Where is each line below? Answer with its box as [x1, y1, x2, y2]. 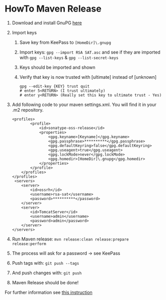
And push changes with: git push [12, 270, 82, 276]
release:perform [12, 241, 46, 246]
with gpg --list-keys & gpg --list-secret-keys [19, 54, 119, 61]
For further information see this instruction [5, 289, 93, 295]
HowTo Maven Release [5, 3, 102, 15]
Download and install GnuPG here [12, 20, 82, 26]
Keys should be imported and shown [19, 64, 96, 70]
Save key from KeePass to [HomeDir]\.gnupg [19, 39, 111, 45]
